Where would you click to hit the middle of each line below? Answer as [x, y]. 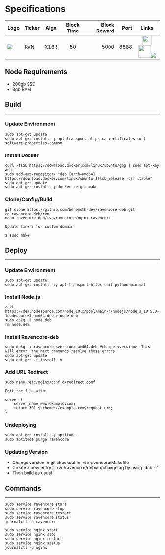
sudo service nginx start [31, 530]
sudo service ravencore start [36, 504]
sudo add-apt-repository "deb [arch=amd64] [50, 174]
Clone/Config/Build [29, 199]
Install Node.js [23, 297]
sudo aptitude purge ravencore [37, 439]
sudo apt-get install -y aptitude [41, 435]
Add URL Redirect [27, 372]
